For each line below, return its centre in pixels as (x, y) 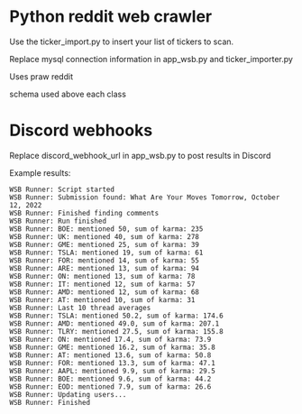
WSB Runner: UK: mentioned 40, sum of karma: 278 (105, 236)
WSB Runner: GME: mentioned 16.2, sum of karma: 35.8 (113, 347)
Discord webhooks (81, 130)
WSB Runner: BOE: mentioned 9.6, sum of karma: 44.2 (110, 379)
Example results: (40, 172)
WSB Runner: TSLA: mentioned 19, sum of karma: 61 (106, 253)
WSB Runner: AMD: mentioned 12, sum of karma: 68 (105, 292)
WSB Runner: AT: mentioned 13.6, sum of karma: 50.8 (110, 355)
